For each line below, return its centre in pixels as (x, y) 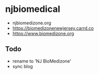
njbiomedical (33, 9)
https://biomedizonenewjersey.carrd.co (53, 28)
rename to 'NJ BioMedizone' (42, 61)
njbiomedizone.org (32, 23)
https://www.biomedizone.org (43, 33)
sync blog (23, 66)
